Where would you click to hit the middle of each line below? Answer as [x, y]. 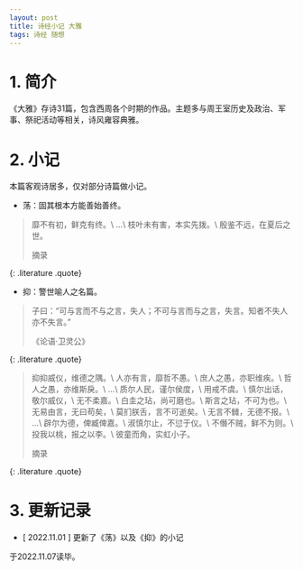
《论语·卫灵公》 [60, 341]
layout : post [34, 18]
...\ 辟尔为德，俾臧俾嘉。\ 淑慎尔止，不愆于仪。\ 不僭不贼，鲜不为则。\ [162, 423]
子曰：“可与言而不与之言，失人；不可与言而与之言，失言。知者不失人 [160, 311]
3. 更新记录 [50, 511]
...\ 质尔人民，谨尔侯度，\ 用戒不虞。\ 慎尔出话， [198, 390]
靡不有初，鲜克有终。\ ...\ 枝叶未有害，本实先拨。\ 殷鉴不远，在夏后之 [161, 225]
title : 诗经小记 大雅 [46, 26]
